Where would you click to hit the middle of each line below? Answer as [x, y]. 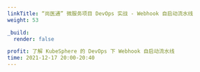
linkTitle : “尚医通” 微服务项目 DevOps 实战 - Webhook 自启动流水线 [100, 13]
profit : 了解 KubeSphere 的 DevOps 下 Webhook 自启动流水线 [91, 52]
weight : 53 [23, 20]
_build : [18, 33]
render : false [34, 39]
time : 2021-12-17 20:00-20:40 [51, 58]
